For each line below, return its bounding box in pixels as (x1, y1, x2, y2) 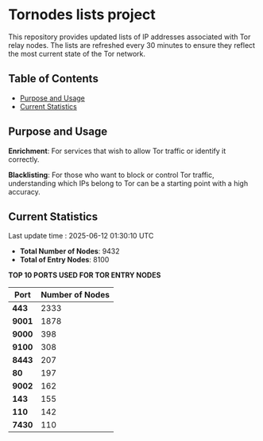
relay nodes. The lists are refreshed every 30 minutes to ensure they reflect (8, 40, 256, 49)
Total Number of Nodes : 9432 (19, 246, 121, 256)
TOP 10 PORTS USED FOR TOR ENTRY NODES (8, 270, 161, 280)
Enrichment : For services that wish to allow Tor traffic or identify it (8, 146, 226, 156)
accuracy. (8, 187, 41, 196)
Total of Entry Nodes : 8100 (19, 255, 110, 265)
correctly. (8, 154, 40, 164)
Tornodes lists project (8, 6, 157, 24)
